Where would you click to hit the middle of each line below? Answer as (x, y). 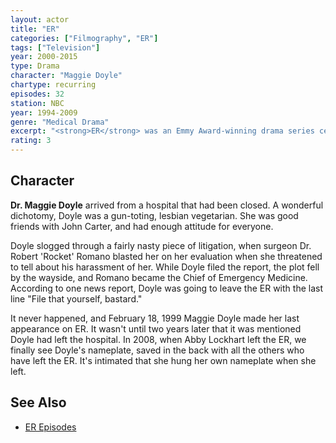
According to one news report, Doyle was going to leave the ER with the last (166, 288)
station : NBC (37, 103)
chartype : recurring (53, 85)
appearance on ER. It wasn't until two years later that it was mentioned (156, 328)
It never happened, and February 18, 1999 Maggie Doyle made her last (155, 318)
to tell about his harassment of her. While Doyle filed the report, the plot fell (165, 267)
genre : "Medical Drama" (60, 122)
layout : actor (40, 19)
